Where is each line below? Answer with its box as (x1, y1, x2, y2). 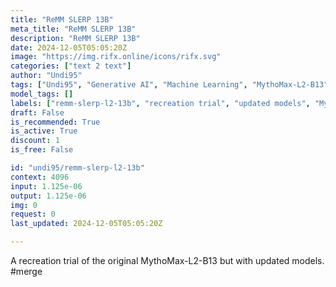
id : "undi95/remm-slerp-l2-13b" (10, 163, 145, 173)
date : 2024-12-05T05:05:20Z (10, 42, 128, 53)
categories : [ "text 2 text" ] (10, 61, 132, 71)
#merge (10, 266, 43, 277)
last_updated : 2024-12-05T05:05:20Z (10, 219, 163, 229)
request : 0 (10, 209, 56, 220)
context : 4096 (10, 172, 70, 182)
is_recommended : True (10, 117, 101, 127)
